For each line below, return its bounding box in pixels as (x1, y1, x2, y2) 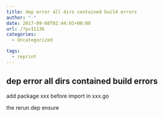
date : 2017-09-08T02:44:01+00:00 (6, 20, 91, 26)
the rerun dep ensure (6, 104, 60, 111)
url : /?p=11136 (6, 25, 45, 32)
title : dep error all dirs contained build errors (6, 8, 137, 15)
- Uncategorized (12, 37, 53, 43)
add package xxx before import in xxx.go (6, 92, 109, 99)
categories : (6, 32, 36, 38)
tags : (6, 48, 20, 55)
